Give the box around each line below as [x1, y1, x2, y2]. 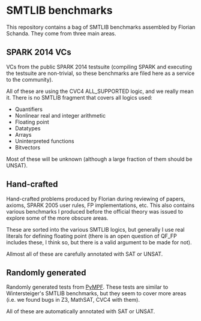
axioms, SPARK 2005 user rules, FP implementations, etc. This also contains [6, 202, 195, 209]
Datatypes [14, 124, 41, 132]
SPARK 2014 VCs [6, 47, 71, 58]
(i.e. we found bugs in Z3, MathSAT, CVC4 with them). [6, 296, 140, 304]
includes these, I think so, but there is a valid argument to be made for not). [6, 238, 192, 246]
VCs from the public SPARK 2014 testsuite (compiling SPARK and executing [6, 63, 192, 70]
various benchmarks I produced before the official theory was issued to [6, 208, 184, 215]
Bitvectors [14, 143, 41, 151]
